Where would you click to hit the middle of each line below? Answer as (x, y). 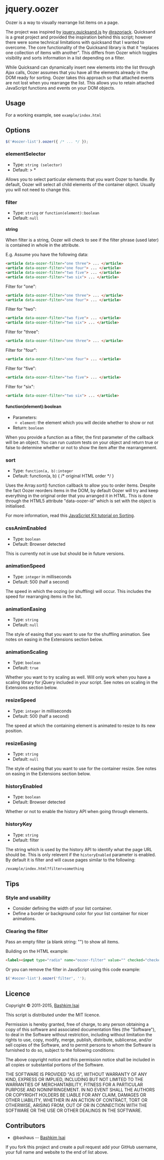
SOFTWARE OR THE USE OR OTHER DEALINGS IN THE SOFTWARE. (74, 1111)
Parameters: (25, 417)
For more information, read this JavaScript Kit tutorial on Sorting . (70, 515)
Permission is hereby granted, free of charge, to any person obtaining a (77, 1025)
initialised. (16, 506)
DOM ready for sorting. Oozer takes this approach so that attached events (80, 77)
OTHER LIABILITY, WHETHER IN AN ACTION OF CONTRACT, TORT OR (76, 1100)
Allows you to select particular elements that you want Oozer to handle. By (80, 179)
